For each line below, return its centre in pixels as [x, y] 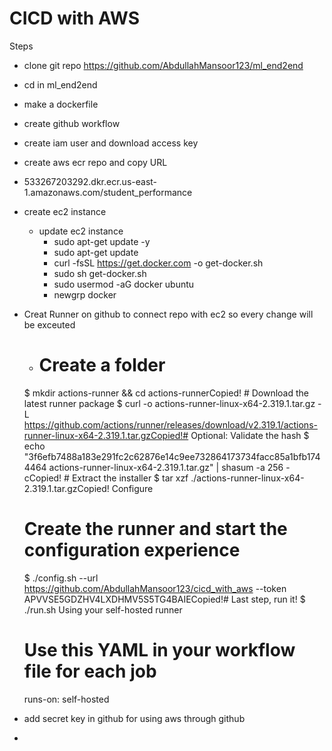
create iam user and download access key [111, 143]
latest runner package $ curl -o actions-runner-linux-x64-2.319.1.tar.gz [169, 403]
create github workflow [72, 123]
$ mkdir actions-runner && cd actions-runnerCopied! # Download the [166, 393]
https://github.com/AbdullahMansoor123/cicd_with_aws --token [155, 588]
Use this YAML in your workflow [159, 650]
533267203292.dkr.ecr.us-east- [90, 181]
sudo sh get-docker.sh [100, 273]
